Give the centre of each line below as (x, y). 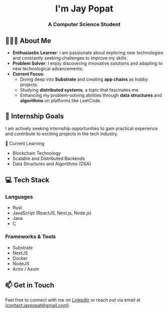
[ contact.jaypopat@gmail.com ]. (38, 305)
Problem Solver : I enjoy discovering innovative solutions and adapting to (88, 63)
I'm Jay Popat (84, 9)
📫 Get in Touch (30, 285)
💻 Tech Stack (27, 180)
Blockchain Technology (37, 153)
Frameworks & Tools (31, 237)
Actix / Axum (26, 269)
